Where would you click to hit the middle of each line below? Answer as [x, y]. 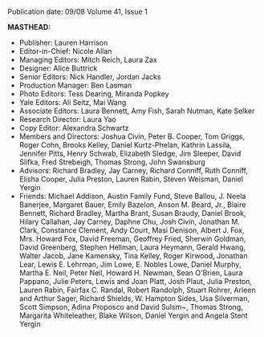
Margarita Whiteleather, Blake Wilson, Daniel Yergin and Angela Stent [133, 315]
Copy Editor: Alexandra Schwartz [74, 128]
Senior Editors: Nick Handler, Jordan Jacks [90, 77]
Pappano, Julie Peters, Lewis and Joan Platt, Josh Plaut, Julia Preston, [135, 281]
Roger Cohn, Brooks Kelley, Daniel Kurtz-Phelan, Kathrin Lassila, [125, 145]
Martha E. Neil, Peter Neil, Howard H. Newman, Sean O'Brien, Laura [131, 273]
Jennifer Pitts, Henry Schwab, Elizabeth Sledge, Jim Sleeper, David [130, 153]
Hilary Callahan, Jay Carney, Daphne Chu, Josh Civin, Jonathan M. [129, 221]
